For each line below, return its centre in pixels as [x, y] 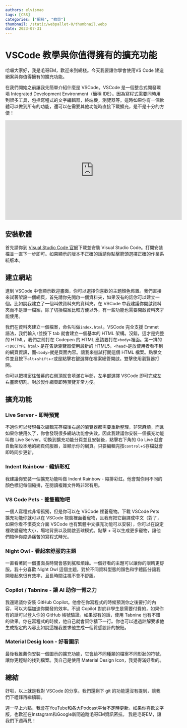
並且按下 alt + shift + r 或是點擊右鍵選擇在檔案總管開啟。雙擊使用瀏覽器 [82, 358]
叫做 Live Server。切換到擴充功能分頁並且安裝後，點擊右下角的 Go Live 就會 [84, 440]
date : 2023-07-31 [23, 29]
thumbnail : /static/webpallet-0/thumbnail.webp [56, 24]
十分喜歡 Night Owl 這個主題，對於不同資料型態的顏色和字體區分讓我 [89, 570]
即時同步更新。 [21, 452]
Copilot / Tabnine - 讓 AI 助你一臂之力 [51, 590]
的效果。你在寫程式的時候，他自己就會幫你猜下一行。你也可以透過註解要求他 [85, 621]
